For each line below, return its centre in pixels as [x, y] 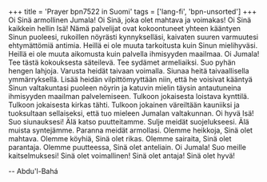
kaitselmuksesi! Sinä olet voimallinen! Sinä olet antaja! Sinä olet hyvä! [122, 156]
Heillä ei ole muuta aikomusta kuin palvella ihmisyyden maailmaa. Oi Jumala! [134, 54]
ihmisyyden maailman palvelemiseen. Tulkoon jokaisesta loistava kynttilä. [129, 96]
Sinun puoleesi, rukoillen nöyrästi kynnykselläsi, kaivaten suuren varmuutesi [133, 37]
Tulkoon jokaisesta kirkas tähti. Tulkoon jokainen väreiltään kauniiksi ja [124, 105]
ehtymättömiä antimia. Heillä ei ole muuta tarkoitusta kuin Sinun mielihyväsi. [133, 45]
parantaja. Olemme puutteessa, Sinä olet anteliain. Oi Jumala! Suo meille [127, 147]
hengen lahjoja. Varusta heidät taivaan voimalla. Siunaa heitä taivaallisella [129, 71]
